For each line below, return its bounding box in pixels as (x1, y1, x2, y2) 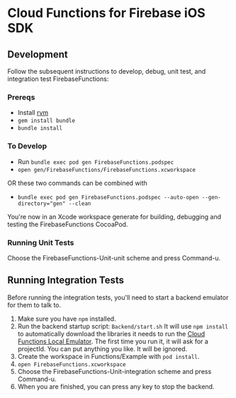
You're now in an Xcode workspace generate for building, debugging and (7, 212, 222, 221)
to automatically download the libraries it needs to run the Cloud (17, 329, 206, 338)
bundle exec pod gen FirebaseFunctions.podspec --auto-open (17, 194, 199, 201)
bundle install (17, 125, 63, 132)
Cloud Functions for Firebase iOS (7, 5, 206, 21)
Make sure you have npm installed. (17, 314, 116, 323)
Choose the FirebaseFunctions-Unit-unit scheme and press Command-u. (7, 253, 221, 262)
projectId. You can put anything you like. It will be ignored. (17, 344, 188, 353)
